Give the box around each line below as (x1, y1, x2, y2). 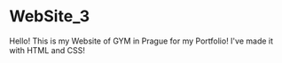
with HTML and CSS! (9, 44, 86, 55)
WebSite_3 (9, 6, 90, 27)
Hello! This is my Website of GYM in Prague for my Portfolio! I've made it (9, 35, 273, 46)
